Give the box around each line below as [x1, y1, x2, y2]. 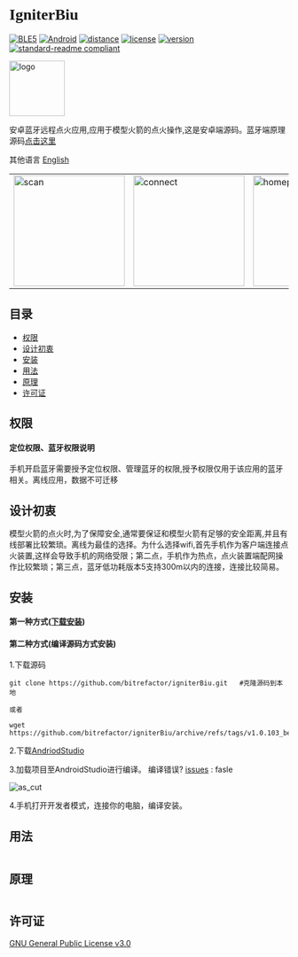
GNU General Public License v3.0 [9, 938, 131, 948]
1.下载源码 [9, 659, 46, 670]
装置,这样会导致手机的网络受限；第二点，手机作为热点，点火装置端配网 [16, 550, 277, 561]
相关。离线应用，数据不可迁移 [9, 475, 118, 486]
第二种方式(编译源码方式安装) [9, 638, 117, 649]
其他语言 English [9, 154, 69, 165]
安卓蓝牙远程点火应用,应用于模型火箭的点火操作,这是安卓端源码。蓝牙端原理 [9, 124, 286, 135]
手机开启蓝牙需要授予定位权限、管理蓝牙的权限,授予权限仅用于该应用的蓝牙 [9, 463, 284, 474]
